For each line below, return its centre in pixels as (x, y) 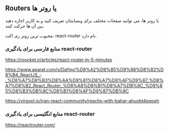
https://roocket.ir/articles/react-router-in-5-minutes (59, 60)
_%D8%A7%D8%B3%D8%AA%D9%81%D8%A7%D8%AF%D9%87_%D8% (84, 80)
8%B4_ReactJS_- (23, 75)
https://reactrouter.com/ (30, 125)
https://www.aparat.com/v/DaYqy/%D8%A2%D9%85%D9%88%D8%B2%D (84, 70)
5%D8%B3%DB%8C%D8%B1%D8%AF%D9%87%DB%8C (67, 91)
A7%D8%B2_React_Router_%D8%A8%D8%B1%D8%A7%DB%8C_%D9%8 (84, 86)
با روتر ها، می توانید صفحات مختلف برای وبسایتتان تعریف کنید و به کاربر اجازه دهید (82, 20)
